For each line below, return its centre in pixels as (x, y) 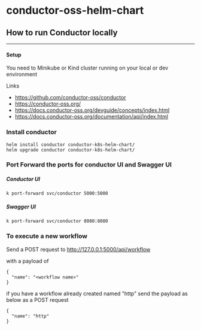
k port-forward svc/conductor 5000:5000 (57, 193)
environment (22, 74)
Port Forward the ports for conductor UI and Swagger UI (89, 165)
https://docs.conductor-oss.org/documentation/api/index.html (92, 117)
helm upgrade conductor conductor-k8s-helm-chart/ (71, 150)
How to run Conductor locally (62, 33)
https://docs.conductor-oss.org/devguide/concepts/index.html (92, 110)
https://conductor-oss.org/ (48, 104)
